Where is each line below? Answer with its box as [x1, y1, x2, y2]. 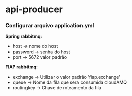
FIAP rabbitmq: [5, 64, 38, 70]
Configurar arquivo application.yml [5, 22, 94, 29]
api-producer [5, 4, 63, 15]
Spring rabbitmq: [5, 33, 42, 39]
